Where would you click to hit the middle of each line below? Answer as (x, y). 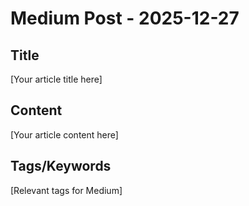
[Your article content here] (64, 134)
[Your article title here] (56, 79)
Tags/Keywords (61, 166)
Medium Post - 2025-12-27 (125, 18)
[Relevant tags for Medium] (66, 190)
